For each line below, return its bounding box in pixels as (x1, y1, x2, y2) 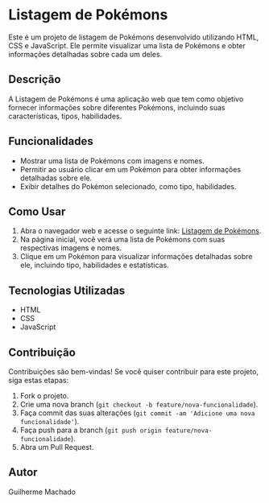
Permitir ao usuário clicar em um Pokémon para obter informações (19, 164, 242, 174)
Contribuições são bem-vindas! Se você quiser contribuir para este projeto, (8, 367, 259, 376)
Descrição (8, 72, 61, 86)
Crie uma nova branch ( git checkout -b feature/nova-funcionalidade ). (19, 400, 259, 409)
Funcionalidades (8, 134, 94, 148)
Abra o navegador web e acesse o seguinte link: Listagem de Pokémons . (19, 226, 262, 236)
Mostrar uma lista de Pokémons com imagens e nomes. (19, 155, 205, 166)
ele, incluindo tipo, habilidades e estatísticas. (19, 260, 169, 270)
